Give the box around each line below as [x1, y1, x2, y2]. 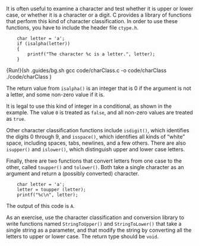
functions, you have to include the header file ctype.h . [6, 24, 138, 31]
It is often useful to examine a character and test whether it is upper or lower [6, 5, 194, 12]
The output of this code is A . [6, 203, 75, 209]
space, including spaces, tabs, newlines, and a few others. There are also [6, 139, 186, 147]
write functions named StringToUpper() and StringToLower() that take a [6, 220, 182, 227]
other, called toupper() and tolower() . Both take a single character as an [6, 164, 184, 170]
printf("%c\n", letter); [17, 192, 78, 198]
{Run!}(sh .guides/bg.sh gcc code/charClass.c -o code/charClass [6, 67, 167, 74]
